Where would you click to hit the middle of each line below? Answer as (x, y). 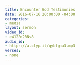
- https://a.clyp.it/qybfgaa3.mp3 (40, 46)
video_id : (15, 32)
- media (13, 23)
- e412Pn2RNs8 (20, 37)
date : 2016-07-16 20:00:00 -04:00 (40, 14)
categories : (17, 19)
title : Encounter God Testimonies (40, 10)
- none (12, 55)
